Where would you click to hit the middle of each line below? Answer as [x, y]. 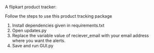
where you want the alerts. [38, 41]
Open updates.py [29, 30]
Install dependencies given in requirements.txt [58, 25]
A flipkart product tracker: [31, 7]
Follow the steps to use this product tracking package [59, 16]
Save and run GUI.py [33, 46]
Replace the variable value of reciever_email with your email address [80, 36]
